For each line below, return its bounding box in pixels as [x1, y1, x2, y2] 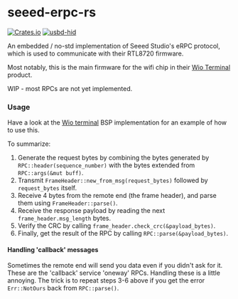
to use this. [7, 126, 40, 135]
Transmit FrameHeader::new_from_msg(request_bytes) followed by [17, 176, 208, 185]
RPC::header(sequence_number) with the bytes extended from [17, 161, 195, 169]
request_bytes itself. [17, 184, 77, 192]
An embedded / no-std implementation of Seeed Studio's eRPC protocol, [7, 41, 220, 50]
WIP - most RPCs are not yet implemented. [7, 84, 133, 93]
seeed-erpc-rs [7, 4, 97, 21]
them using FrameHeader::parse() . [17, 199, 119, 207]
